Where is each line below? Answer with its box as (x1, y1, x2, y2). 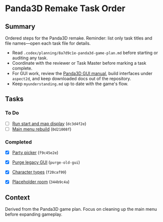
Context (5, 193, 30, 202)
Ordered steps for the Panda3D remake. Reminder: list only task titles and (5, 35, 152, 41)
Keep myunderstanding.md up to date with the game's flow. (12, 81, 128, 87)
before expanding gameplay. (5, 211, 62, 217)
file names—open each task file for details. (5, 40, 91, 46)
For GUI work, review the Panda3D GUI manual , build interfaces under (12, 71, 153, 76)
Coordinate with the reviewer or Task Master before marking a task (12, 60, 146, 66)
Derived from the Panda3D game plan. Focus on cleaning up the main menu (5, 206, 157, 212)
